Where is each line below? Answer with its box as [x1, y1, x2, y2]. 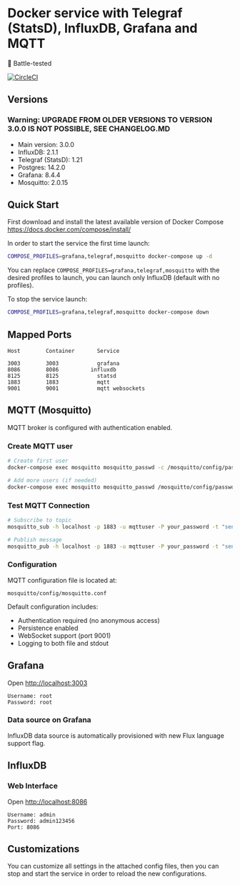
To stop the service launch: [7, 295, 88, 304]
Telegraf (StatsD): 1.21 [17, 155, 83, 164]
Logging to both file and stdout [17, 639, 109, 647]
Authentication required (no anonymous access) [17, 616, 161, 624]
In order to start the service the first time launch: [7, 239, 150, 248]
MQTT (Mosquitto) [7, 404, 91, 416]
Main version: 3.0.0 [17, 140, 75, 149]
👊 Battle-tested [7, 59, 52, 67]
